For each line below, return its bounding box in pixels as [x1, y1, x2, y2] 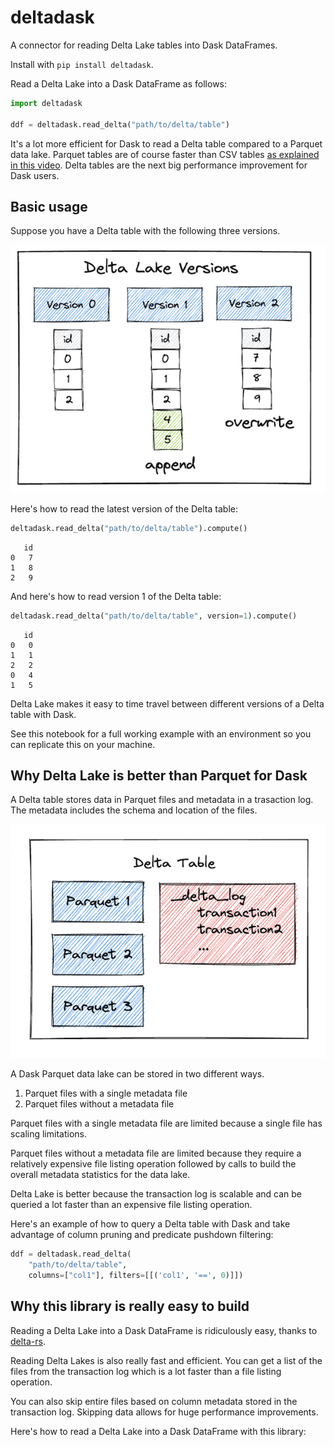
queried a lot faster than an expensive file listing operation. [10, 1199, 253, 1211]
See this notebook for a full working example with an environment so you [10, 727, 312, 740]
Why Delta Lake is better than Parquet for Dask [10, 767, 308, 784]
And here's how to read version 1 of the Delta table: [10, 590, 222, 602]
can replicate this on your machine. [10, 738, 156, 750]
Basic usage [10, 198, 88, 215]
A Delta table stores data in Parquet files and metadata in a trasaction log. [10, 794, 314, 806]
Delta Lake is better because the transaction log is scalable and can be [10, 1188, 302, 1200]
